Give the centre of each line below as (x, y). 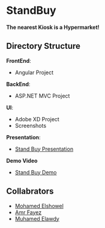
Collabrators (30, 192)
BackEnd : (18, 84)
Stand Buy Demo (36, 172)
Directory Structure (43, 46)
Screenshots (31, 125)
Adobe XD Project (37, 119)
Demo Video (22, 160)
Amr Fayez (28, 212)
